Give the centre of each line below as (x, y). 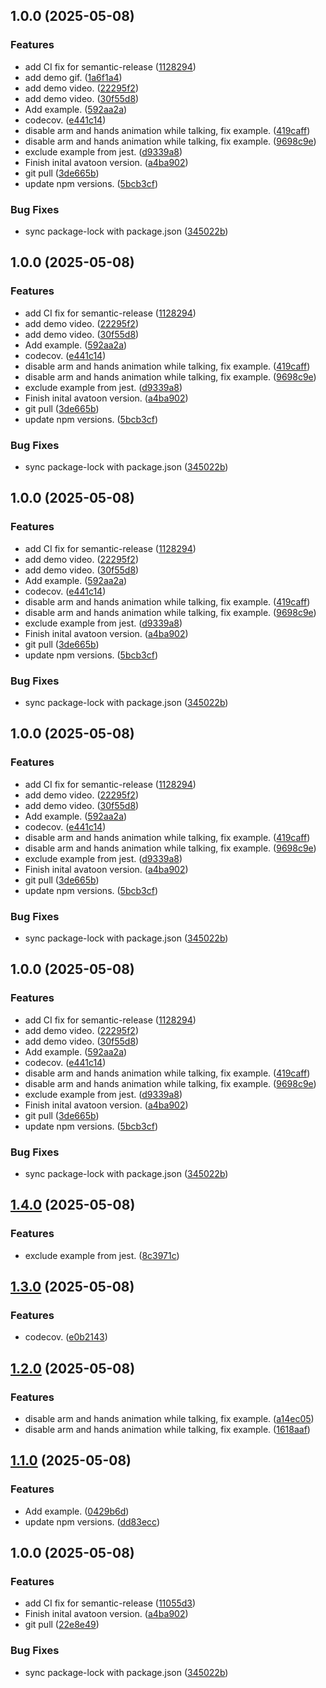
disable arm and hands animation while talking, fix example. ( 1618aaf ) (167, 1429)
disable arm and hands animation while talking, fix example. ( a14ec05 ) (169, 1418)
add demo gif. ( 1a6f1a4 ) (73, 77)
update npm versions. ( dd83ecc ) (92, 1521)
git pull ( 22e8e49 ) (62, 1625)
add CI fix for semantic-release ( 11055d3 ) (110, 1603)
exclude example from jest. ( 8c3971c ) (102, 1255)
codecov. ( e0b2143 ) (66, 1337)
